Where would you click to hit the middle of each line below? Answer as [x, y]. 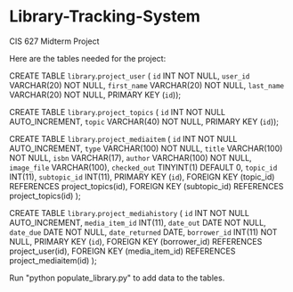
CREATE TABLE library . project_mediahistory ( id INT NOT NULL [129, 213]
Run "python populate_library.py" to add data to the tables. [117, 278]
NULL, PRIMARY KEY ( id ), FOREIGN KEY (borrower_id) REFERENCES [136, 241]
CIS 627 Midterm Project [54, 41]
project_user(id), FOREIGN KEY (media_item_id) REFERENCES [122, 251]
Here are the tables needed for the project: [88, 58]
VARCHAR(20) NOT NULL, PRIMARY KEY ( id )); [95, 95]
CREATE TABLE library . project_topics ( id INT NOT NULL [117, 112]
